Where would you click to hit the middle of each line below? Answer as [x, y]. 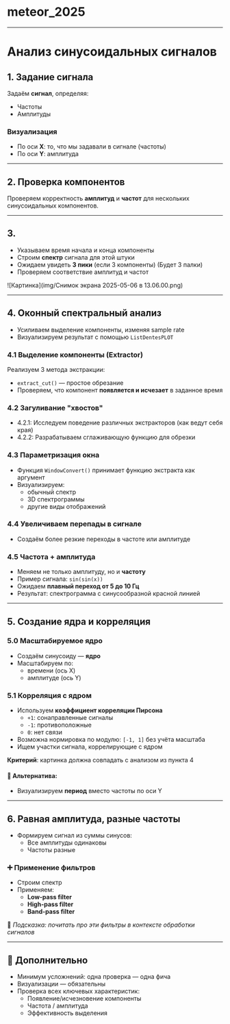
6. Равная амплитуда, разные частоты [94, 819]
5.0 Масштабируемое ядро [55, 641]
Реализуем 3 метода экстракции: [56, 369]
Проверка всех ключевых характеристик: [78, 991]
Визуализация [32, 132]
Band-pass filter [51, 912]
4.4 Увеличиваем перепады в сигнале [74, 524]
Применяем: [35, 890]
